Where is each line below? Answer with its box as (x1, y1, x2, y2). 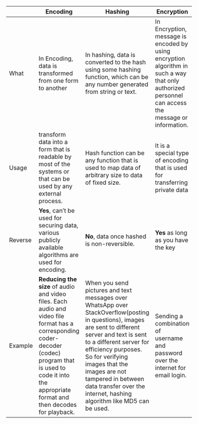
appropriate (38, 386, 71, 394)
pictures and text (85, 286, 132, 294)
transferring (155, 178, 188, 187)
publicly (38, 236, 61, 244)
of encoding (155, 156, 189, 164)
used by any (38, 182, 72, 190)
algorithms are (38, 251, 79, 259)
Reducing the (38, 275, 77, 283)
